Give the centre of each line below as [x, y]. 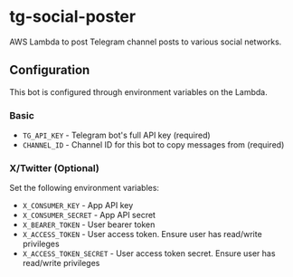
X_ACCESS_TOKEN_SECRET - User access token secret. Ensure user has [149, 253]
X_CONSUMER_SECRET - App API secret [89, 215]
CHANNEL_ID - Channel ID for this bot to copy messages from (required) [153, 145]
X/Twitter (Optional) [54, 167]
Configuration [50, 70]
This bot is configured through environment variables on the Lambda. [139, 91]
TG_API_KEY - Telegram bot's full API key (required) [116, 135]
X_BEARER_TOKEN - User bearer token [89, 224]
